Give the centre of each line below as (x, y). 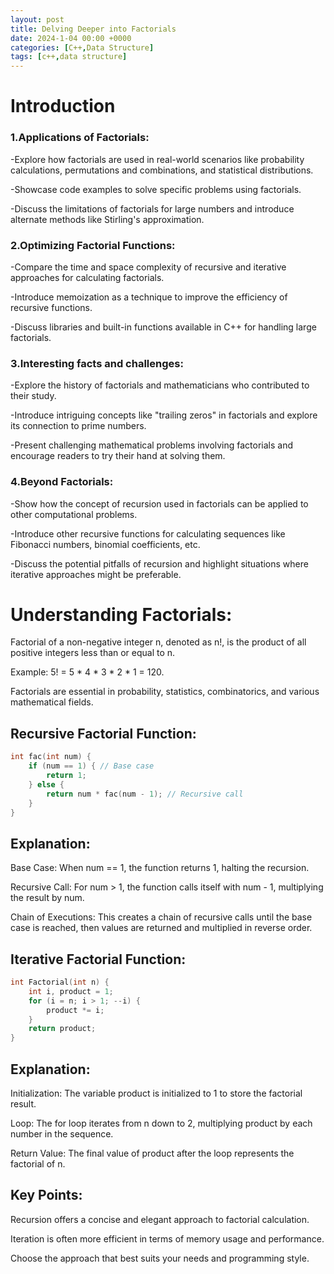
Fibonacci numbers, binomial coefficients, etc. (105, 544)
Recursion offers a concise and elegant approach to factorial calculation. (160, 1219)
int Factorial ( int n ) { (60, 982)
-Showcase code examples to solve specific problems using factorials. (156, 189)
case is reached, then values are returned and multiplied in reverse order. (161, 928)
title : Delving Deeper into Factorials (93, 29)
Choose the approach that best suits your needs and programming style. (160, 1258)
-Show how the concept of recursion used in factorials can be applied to (159, 503)
